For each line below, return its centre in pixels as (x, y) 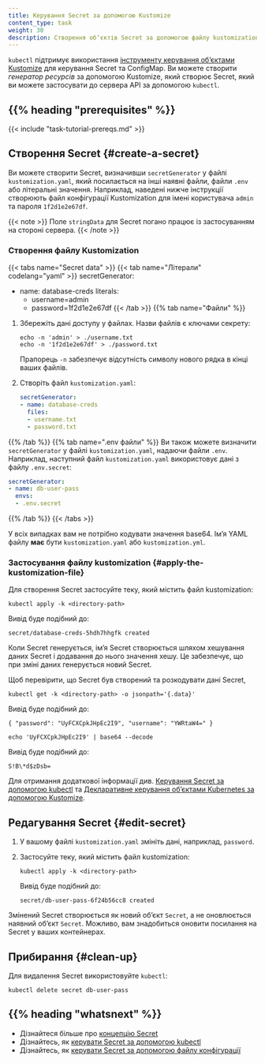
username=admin (60, 300)
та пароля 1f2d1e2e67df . (48, 206)
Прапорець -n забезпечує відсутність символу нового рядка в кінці (134, 359)
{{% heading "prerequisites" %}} (92, 110)
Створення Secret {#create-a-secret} (104, 153)
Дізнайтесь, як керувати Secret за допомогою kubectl (110, 1042)
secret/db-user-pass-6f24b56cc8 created (87, 900)
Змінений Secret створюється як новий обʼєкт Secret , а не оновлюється (130, 915)
